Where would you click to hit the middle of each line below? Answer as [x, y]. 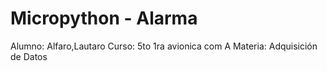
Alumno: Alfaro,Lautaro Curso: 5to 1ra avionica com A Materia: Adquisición [164, 46]
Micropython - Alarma [104, 18]
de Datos [29, 56]
